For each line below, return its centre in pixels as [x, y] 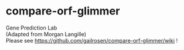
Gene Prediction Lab [31, 28]
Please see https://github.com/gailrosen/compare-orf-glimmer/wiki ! [92, 40]
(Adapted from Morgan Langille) [46, 34]
